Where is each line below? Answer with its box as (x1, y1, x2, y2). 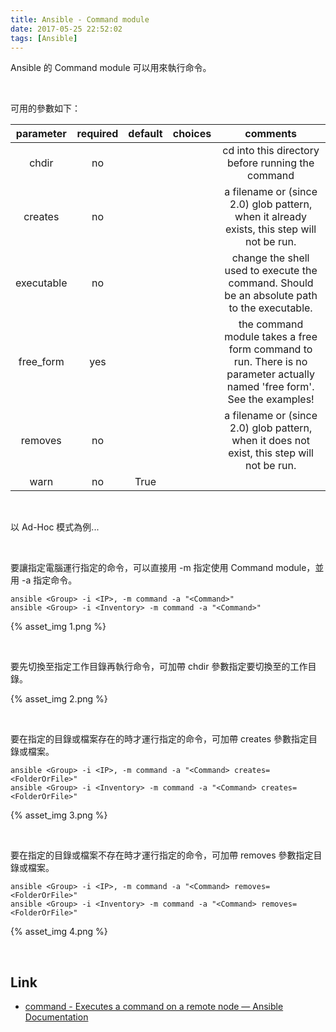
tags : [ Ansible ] (10, 33, 78, 43)
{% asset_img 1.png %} (10, 621, 107, 633)
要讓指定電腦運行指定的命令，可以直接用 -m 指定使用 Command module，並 (10, 562, 325, 574)
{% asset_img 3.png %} (10, 809, 108, 821)
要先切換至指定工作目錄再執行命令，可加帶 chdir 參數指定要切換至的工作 (10, 661, 308, 673)
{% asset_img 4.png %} (10, 926, 108, 938)
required (76, 127, 119, 141)
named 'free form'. (226, 380, 315, 394)
